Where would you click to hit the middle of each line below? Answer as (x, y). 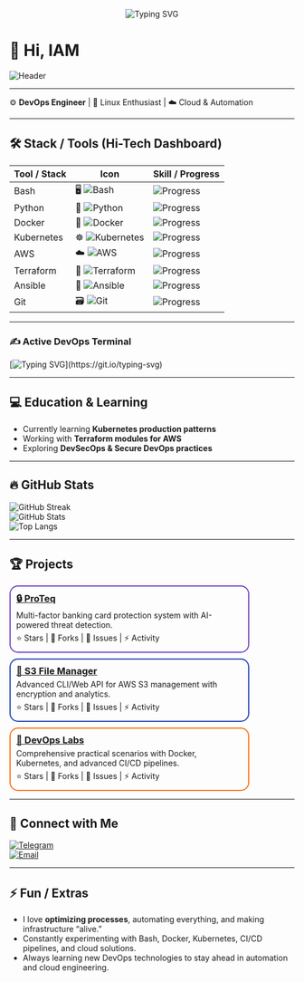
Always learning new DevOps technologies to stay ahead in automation (155, 958)
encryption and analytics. (64, 694)
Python (29, 207)
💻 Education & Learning (79, 403)
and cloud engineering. (66, 968)
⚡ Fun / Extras (49, 893)
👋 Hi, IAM (44, 51)
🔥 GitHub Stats (52, 485)
